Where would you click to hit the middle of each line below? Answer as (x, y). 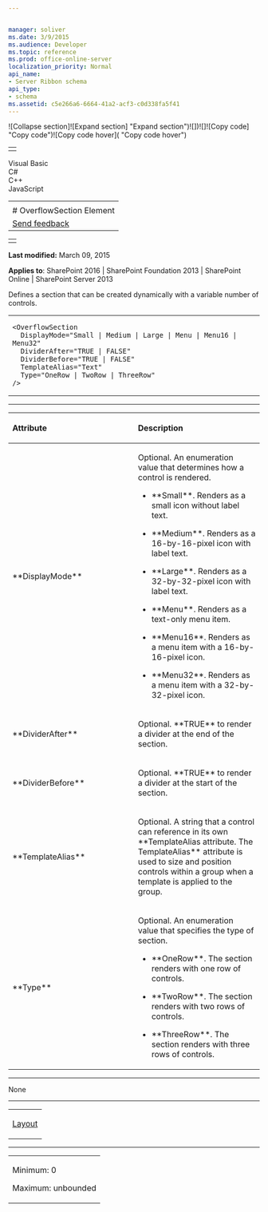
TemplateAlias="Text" (61, 367)
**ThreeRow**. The (190, 1035)
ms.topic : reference (43, 52)
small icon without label (195, 505)
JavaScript (26, 189)
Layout (25, 1124)
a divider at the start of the (188, 783)
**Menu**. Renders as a (199, 609)
